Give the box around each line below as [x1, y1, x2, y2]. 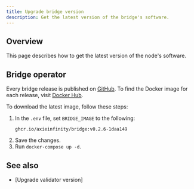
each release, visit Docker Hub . [6, 92, 84, 99]
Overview [6, 36, 44, 47]
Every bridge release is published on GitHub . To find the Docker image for [6, 85, 188, 92]
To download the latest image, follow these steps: [6, 103, 128, 110]
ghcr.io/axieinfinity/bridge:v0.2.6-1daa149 [14, 126, 128, 132]
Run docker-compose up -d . [14, 143, 82, 150]
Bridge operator [6, 69, 67, 79]
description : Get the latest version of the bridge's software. [6, 14, 170, 20]
